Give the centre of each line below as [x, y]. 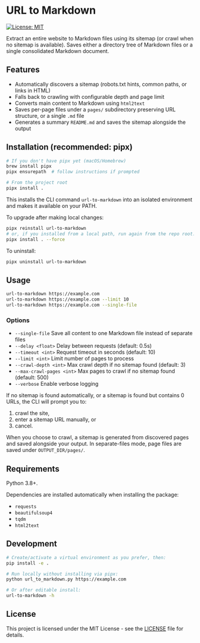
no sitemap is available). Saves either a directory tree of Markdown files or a [99, 45]
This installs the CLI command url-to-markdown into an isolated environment [99, 199]
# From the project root [37, 183]
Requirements [33, 469]
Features [23, 70]
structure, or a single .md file [49, 116]
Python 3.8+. [22, 483]
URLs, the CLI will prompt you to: [46, 402]
